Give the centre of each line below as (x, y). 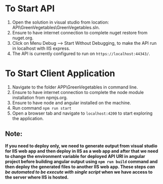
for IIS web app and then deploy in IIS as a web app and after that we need (82, 151)
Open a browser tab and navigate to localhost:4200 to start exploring (82, 113)
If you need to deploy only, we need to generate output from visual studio (81, 146)
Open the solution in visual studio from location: (60, 22)
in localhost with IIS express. (41, 48)
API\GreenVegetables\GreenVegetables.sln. (56, 27)
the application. (28, 118)
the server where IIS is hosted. (37, 177)
